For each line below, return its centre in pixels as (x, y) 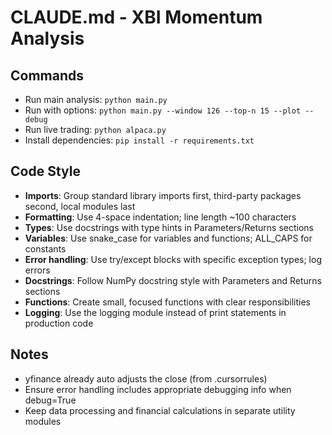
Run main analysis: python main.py (96, 99)
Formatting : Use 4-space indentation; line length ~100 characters (160, 217)
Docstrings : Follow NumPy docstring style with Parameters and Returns (173, 280)
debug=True (50, 400)
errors (37, 270)
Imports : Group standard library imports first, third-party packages (163, 195)
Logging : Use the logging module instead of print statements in (155, 312)
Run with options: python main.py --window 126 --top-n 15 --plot (163, 110)
